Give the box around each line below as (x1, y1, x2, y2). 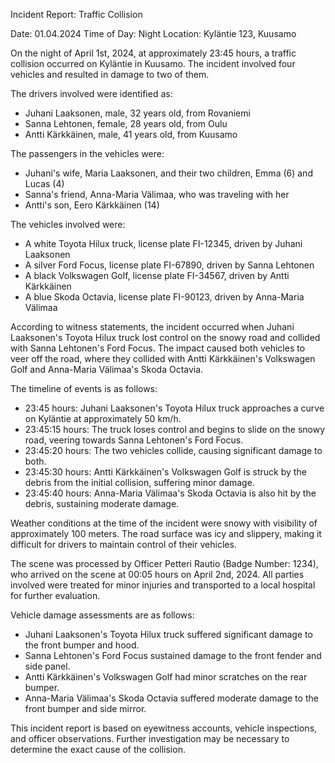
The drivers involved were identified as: (10, 88, 173, 99)
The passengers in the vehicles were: (10, 148, 165, 159)
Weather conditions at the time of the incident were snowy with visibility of (10, 517, 318, 529)
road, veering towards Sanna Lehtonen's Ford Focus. (24, 434, 244, 446)
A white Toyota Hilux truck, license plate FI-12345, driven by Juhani (24, 238, 303, 249)
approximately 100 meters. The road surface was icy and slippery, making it (10, 528, 322, 539)
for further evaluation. (10, 590, 101, 601)
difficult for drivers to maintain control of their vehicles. (10, 539, 237, 550)
